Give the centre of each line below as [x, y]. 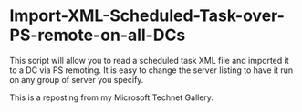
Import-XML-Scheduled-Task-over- [147, 16]
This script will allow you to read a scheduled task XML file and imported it [149, 60]
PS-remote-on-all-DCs [98, 35]
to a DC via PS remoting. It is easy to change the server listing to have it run [151, 70]
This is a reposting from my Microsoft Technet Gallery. [112, 97]
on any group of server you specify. [77, 79]
